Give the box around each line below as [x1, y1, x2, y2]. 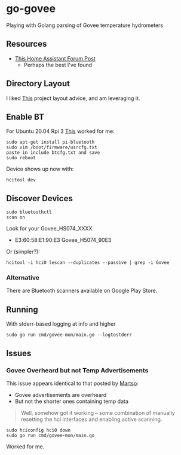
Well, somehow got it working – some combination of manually [20, 409, 175, 416]
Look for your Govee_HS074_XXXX [6, 225, 93, 232]
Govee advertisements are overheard [14, 391, 107, 398]
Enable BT [6, 111, 45, 122]
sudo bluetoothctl [6, 209, 52, 216]
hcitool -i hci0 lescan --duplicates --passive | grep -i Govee [6, 260, 170, 266]
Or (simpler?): [6, 248, 40, 256]
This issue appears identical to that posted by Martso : [6, 380, 139, 387]
